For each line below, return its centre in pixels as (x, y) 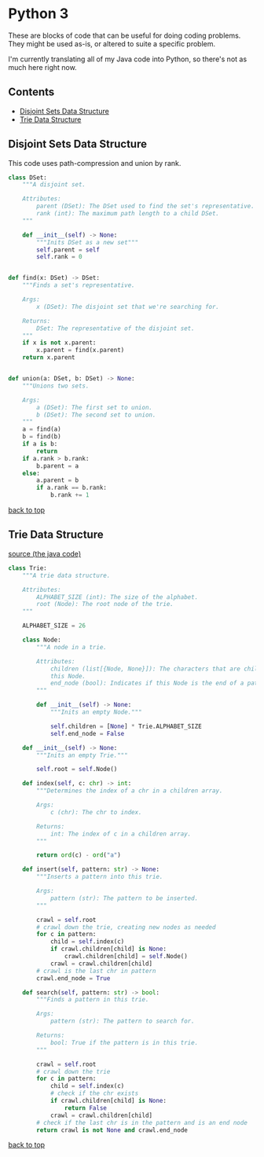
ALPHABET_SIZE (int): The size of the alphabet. (117, 597)
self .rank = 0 (59, 257)
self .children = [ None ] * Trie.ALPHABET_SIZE (126, 726)
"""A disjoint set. (54, 185)
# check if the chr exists (94, 1093)
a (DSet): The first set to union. (95, 407)
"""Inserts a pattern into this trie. (100, 877)
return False (86, 1108)
